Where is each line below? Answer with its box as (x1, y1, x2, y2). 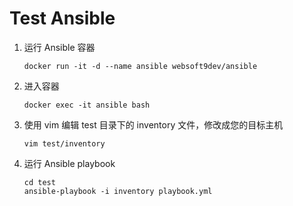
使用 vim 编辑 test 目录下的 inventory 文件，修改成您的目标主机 (23, 118, 284, 131)
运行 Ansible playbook (23, 157, 116, 169)
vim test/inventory (23, 138, 106, 149)
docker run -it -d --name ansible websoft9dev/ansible (23, 61, 258, 71)
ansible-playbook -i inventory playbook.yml (23, 186, 213, 196)
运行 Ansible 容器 (23, 41, 96, 53)
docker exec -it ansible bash (23, 100, 151, 110)
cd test (23, 177, 56, 187)
